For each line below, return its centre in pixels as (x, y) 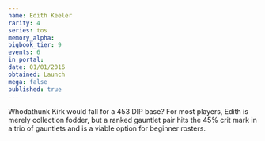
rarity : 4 (25, 23)
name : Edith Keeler (40, 15)
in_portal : (26, 60)
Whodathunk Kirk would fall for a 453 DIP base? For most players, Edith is (129, 112)
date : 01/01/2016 (37, 67)
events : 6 (25, 52)
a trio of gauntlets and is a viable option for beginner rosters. (107, 128)
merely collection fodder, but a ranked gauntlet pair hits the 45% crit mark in (132, 120)
